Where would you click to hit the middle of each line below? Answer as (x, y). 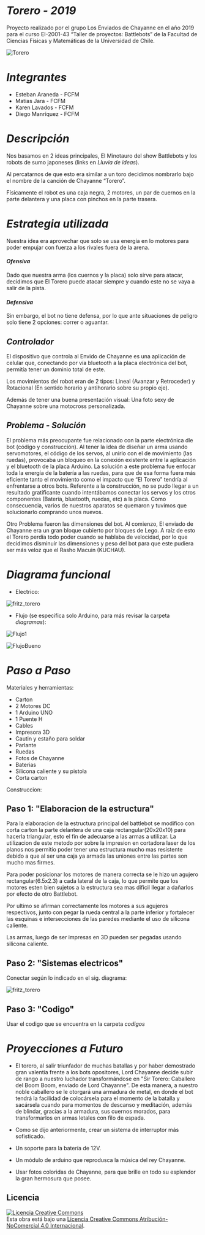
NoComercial (23, 1225)
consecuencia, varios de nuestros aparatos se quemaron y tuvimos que (97, 505)
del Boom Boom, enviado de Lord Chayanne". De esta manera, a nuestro (106, 1085)
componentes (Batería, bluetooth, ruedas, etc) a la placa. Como (86, 499)
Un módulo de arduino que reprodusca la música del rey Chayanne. (100, 1160)
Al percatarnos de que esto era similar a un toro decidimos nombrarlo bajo (100, 174)
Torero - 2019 (41, 11)
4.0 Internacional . (63, 1225)
